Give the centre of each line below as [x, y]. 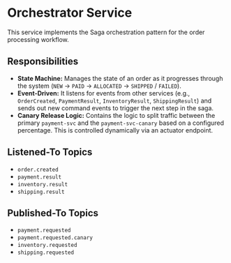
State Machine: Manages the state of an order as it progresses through [120, 78]
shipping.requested [46, 253]
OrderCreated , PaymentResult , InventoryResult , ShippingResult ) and [114, 100]
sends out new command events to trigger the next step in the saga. [115, 108]
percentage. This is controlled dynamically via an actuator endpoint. [115, 130]
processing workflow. [38, 39]
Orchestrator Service [70, 13]
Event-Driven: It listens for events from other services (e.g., [104, 93]
